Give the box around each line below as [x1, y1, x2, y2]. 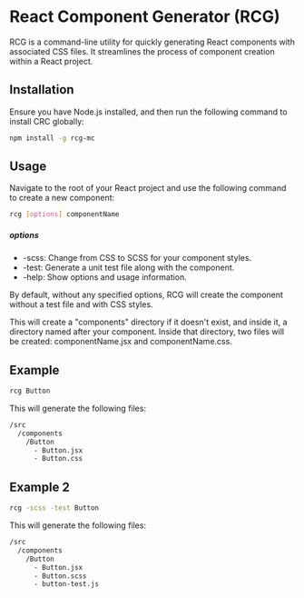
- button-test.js [33, 580, 100, 589]
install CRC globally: [9, 115, 84, 126]
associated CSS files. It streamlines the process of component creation [9, 45, 275, 56]
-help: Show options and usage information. [22, 272, 188, 283]
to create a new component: [9, 193, 115, 204]
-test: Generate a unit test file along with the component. [22, 262, 235, 274]
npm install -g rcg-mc [9, 134, 95, 143]
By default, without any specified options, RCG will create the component [9, 289, 284, 301]
